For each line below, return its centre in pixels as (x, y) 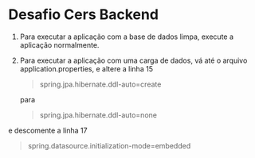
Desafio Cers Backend (84, 15)
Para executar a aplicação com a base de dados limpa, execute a (126, 37)
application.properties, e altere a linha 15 (86, 68)
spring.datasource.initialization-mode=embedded (109, 145)
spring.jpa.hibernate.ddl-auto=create (100, 84)
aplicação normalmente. (59, 44)
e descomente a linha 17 (48, 130)
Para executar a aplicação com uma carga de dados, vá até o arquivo (133, 60)
